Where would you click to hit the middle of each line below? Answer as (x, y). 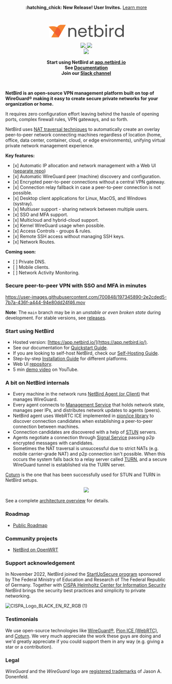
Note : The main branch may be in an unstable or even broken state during (83, 312)
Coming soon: (21, 251)
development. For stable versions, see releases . (56, 318)
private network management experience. (50, 145)
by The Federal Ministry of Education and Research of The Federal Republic (85, 580)
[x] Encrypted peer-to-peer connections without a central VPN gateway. (89, 182)
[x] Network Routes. (34, 242)
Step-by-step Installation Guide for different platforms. (70, 359)
